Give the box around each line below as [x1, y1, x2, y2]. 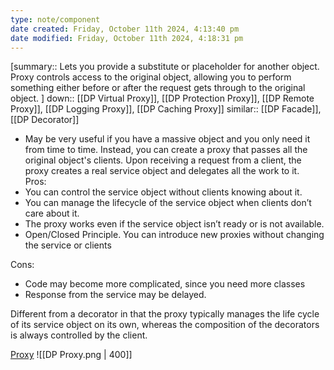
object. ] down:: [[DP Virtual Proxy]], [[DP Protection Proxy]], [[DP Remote [10, 92, 315, 105]
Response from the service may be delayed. [24, 289, 207, 301]
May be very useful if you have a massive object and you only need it [24, 133, 311, 145]
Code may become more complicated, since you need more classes [24, 278, 306, 290]
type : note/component [10, 14, 101, 25]
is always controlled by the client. [10, 329, 148, 341]
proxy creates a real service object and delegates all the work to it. [24, 165, 300, 177]
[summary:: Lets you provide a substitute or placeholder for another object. [10, 61, 320, 73]
